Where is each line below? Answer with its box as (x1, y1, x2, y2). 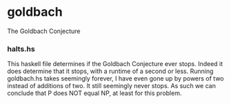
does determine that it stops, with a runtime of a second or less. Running (7, 67, 214, 76)
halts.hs (7, 44, 36, 54)
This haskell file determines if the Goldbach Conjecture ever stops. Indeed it (7, 60, 223, 68)
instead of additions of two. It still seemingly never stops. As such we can (7, 82, 216, 90)
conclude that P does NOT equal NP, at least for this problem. (7, 89, 182, 97)
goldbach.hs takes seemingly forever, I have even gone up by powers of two (7, 74, 224, 83)
